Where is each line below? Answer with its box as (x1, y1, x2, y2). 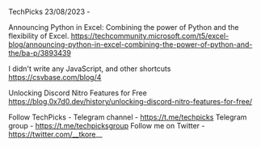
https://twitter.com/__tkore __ (8, 129, 103, 139)
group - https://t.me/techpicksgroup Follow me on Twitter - (8, 121, 205, 130)
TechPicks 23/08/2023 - (8, 7, 91, 16)
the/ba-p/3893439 (8, 48, 71, 57)
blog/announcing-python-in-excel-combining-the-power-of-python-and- (8, 40, 253, 49)
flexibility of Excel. (8, 31, 69, 40)
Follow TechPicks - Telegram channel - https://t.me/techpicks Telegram (8, 112, 247, 122)
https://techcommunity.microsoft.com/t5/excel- (70, 31, 229, 40)
